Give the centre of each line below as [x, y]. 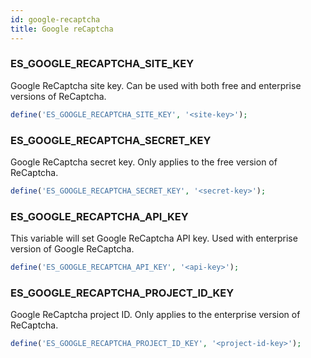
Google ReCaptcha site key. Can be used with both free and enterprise [156, 85]
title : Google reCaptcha [62, 29]
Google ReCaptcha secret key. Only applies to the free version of [144, 162]
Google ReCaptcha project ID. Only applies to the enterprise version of [155, 315]
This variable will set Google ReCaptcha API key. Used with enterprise [154, 238]
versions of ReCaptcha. [58, 96]
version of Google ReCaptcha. [72, 249]
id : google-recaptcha [55, 19]
